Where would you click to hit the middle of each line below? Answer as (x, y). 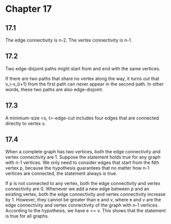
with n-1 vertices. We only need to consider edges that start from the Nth (82, 162)
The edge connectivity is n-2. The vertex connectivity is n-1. (69, 40)
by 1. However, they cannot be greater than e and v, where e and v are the (83, 200)
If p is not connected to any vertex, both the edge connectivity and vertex (83, 184)
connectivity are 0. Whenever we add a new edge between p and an (77, 189)
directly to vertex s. (26, 123)
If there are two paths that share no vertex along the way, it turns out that (82, 78)
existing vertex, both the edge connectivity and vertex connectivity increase (85, 194)
